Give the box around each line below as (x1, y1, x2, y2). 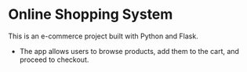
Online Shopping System (8, 5, 173, 23)
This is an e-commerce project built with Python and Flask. (8, 31, 198, 41)
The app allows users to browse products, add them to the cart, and (19, 46, 239, 56)
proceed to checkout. (19, 55, 89, 64)
